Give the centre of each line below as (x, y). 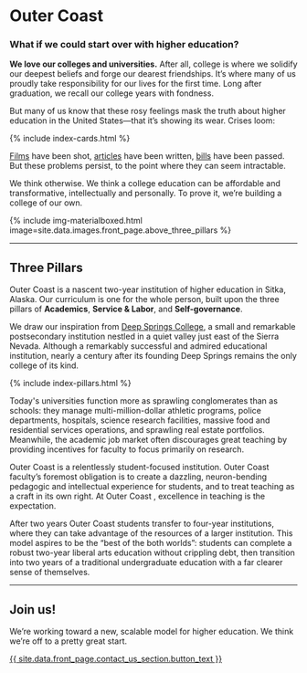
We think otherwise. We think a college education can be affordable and (145, 184)
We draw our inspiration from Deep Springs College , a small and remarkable (153, 327)
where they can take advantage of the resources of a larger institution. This (151, 533)
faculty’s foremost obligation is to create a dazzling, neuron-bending (138, 477)
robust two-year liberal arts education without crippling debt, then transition (152, 552)
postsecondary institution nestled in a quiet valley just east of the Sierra (144, 336)
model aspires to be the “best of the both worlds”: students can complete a (151, 543)
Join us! (33, 610)
